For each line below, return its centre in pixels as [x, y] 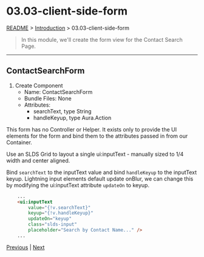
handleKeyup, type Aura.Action [72, 118]
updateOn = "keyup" [50, 219]
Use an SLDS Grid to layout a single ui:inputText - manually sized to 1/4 [95, 154]
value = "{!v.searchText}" [59, 207]
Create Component [39, 85]
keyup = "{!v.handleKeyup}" [61, 213]
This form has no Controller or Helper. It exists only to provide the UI [92, 129]
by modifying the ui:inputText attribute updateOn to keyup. [78, 185]
